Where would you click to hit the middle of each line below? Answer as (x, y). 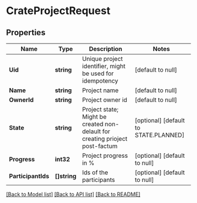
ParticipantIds (29, 176)
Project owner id (105, 100)
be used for (98, 73)
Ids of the (95, 172)
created (93, 124)
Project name (100, 90)
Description (106, 49)
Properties (26, 33)
